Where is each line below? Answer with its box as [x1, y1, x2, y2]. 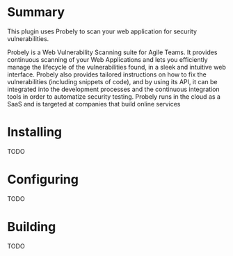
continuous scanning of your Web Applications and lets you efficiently [7, 55, 208, 63]
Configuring [7, 172, 79, 188]
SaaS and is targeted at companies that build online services [7, 99, 181, 108]
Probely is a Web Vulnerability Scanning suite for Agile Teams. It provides [7, 48, 218, 56]
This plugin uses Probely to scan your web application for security [7, 27, 197, 35]
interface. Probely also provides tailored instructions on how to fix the [7, 70, 207, 79]
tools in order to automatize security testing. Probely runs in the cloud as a [7, 92, 221, 101]
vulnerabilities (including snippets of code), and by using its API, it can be [7, 77, 218, 86]
